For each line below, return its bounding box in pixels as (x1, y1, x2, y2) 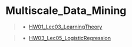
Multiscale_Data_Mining (5, 4, 127, 17)
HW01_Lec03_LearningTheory (28, 23, 103, 30)
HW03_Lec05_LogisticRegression (28, 34, 111, 41)
